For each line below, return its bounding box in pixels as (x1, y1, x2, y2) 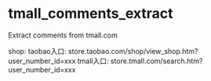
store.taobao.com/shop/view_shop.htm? (67, 46, 198, 55)
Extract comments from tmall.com (8, 30, 118, 40)
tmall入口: (77, 56, 109, 65)
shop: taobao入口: (8, 46, 67, 55)
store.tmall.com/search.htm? (110, 56, 203, 65)
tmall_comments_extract (8, 5, 174, 23)
